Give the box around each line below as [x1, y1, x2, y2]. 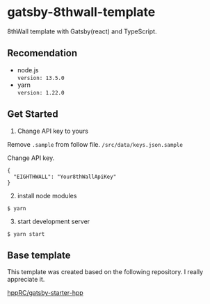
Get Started [7, 109, 58, 120]
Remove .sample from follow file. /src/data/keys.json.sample [7, 140, 183, 148]
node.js [17, 65, 40, 74]
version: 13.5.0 [17, 74, 65, 81]
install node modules [17, 191, 77, 200]
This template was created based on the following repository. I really [7, 268, 204, 276]
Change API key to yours [17, 127, 89, 135]
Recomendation [7, 47, 78, 59]
